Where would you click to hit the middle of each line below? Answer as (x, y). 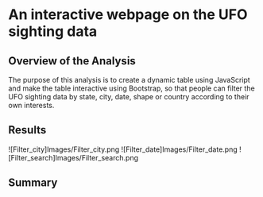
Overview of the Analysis (72, 61)
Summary (33, 183)
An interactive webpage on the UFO (128, 15)
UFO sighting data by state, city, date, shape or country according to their (129, 97)
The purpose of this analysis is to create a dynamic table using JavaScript (129, 80)
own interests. (31, 105)
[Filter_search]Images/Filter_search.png (73, 157)
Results (27, 130)
